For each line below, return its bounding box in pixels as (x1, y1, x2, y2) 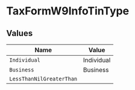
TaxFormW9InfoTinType (6, 4, 130, 18)
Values (6, 28, 33, 38)
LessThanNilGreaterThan (9, 76, 78, 82)
